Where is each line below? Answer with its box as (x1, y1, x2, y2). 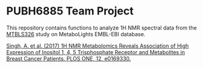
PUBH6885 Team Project (6, 4, 134, 18)
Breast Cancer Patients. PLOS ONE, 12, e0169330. (6, 55, 131, 62)
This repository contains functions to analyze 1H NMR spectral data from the (6, 24, 197, 31)
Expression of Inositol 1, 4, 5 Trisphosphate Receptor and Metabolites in (6, 48, 185, 55)
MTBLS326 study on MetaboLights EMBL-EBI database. (6, 30, 145, 37)
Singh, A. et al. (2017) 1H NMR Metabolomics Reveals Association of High (6, 42, 189, 49)
